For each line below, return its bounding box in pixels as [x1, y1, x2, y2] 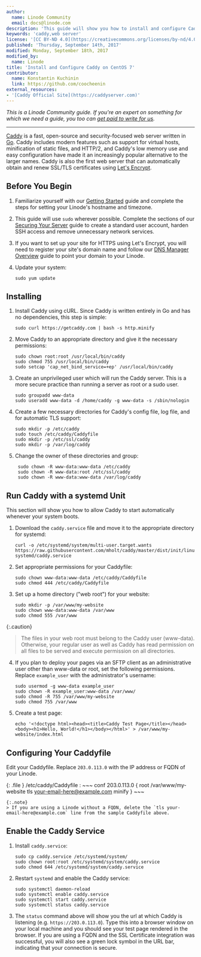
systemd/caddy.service [14, 553, 72, 559]
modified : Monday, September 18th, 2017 [6, 48, 109, 54]
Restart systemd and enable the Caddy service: [14, 874, 130, 882]
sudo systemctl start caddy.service [14, 897, 106, 903]
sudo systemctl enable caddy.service [14, 891, 109, 897]
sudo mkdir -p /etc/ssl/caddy [14, 437, 91, 443]
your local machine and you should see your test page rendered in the [14, 925, 188, 932]
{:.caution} [6, 623, 32, 630]
